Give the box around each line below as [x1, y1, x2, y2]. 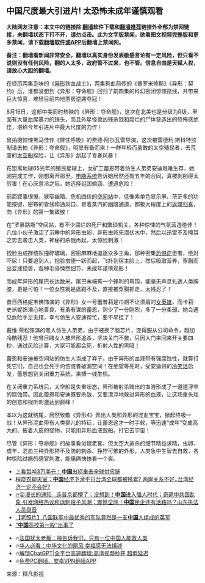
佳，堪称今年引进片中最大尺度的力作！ [6, 123, 103, 130]
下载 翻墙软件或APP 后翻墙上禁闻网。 [32, 38, 124, 46]
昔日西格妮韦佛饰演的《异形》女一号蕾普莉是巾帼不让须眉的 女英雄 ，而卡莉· [6, 298, 195, 306]
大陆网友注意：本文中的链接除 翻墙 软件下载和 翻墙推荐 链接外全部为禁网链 [6, 23, 190, 31]
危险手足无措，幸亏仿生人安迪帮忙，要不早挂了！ [11, 313, 135, 321]
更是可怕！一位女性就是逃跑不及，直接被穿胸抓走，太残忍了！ [16, 285, 172, 292]
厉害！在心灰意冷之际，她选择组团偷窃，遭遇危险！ [6, 180, 135, 187]
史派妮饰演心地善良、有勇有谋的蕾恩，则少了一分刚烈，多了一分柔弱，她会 [6, 306, 193, 313]
